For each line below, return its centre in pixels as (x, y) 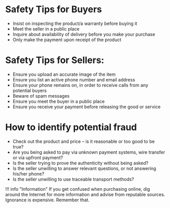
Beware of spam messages (41, 96)
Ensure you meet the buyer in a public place (59, 101)
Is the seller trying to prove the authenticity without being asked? (80, 163)
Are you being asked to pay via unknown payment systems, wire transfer (89, 152)
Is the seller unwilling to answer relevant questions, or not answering (84, 168)
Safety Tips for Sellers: (55, 60)
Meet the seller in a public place (46, 28)
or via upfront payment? (38, 157)
